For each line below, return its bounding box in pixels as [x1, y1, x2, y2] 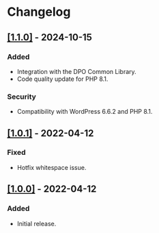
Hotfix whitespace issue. [16, 163, 87, 171]
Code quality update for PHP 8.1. [16, 75, 109, 83]
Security [7, 92, 36, 101]
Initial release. [16, 219, 57, 228]
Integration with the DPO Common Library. [16, 67, 136, 75]
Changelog [7, 4, 71, 20]
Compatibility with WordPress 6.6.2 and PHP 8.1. [16, 108, 153, 116]
